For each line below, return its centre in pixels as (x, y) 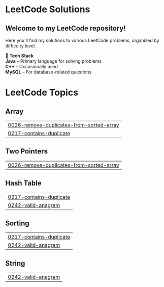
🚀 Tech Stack (20, 56)
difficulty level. (21, 46)
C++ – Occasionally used (32, 67)
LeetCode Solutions (48, 9)
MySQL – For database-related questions (48, 72)
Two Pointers (27, 151)
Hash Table (23, 183)
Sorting (17, 224)
